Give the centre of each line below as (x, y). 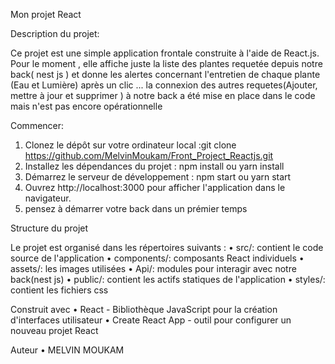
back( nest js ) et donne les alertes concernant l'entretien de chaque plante (165, 74)
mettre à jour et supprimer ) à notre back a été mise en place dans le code (163, 95)
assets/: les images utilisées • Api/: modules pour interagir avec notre (153, 268)
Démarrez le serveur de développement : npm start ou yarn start (158, 177)
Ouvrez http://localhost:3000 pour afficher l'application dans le (155, 187)
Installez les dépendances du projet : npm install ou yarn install (154, 166)
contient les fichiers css (59, 290)
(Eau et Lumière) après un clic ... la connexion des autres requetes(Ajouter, (164, 85)
